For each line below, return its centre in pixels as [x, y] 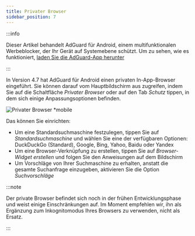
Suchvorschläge [34, 175]
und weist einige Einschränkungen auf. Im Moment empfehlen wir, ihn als [94, 204]
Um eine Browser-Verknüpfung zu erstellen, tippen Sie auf [85, 151]
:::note [14, 186]
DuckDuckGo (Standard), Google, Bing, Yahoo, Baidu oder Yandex [94, 145]
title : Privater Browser [36, 11]
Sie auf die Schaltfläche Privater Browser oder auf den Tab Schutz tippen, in [98, 92]
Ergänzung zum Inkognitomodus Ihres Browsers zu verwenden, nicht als [93, 210]
